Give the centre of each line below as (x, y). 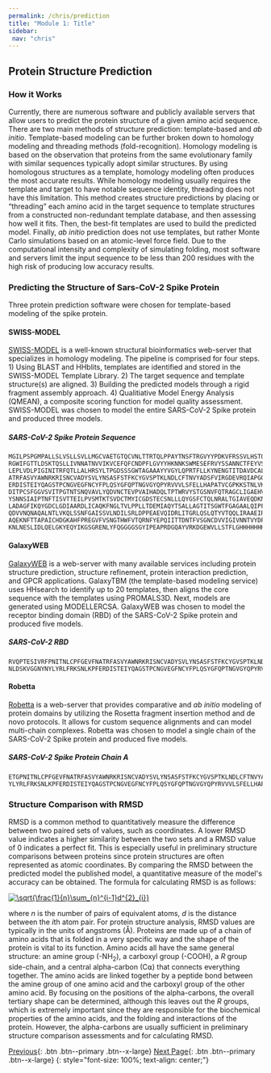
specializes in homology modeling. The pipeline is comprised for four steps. (134, 359)
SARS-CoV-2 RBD (39, 642)
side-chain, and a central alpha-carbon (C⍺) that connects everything (124, 966)
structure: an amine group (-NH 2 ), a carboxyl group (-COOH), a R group (128, 957)
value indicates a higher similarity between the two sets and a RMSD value (132, 839)
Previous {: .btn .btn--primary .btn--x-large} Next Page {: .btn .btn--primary (132, 1051)
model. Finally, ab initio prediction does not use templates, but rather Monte (134, 232)
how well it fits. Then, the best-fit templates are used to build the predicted (132, 223)
